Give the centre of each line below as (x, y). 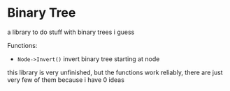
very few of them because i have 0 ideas (66, 80)
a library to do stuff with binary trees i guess (71, 32)
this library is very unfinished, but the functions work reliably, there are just (115, 72)
